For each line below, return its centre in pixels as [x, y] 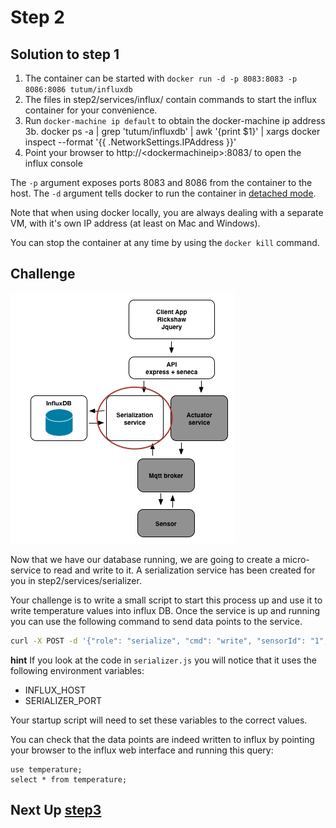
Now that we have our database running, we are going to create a [145, 559]
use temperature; [46, 769]
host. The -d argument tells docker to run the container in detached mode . [163, 193]
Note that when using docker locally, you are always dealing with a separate [167, 212]
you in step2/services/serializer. [76, 580]
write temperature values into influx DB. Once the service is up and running [165, 610]
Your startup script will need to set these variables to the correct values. [159, 720]
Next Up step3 [56, 810]
